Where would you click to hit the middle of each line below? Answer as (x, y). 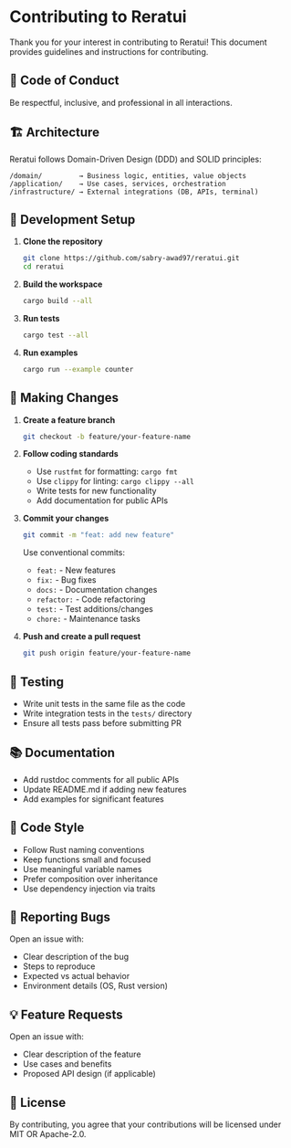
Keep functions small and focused (87, 859)
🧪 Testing (37, 682)
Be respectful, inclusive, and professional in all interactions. (121, 102)
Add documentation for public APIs (102, 500)
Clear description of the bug (76, 957)
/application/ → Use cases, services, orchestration (118, 184)
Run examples (50, 353)
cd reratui (43, 267)
